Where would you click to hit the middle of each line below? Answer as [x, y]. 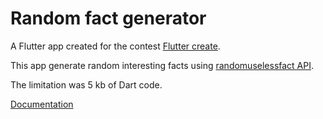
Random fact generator [108, 18]
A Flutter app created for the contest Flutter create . [115, 46]
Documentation [42, 104]
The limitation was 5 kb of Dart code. [86, 84]
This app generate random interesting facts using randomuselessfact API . [162, 65]
